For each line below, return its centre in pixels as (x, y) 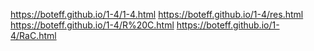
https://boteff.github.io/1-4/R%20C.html (92, 25)
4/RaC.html (33, 35)
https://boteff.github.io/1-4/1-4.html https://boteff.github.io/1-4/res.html (157, 14)
